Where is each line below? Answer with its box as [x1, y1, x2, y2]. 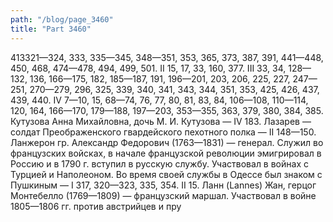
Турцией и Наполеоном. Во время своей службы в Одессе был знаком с [10, 168, 323, 180]
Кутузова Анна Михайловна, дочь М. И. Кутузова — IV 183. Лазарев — [10, 115, 312, 127]
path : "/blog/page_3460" [10, 14, 114, 25]
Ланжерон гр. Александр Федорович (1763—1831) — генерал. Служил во [10, 136, 324, 148]
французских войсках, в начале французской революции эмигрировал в [10, 147, 322, 159]
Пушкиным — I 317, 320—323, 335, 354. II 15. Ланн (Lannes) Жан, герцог [10, 179, 317, 191]
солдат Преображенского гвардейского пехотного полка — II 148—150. [10, 126, 317, 138]
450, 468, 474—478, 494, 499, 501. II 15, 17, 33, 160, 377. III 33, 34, [10, 62, 287, 74]
